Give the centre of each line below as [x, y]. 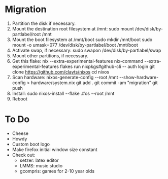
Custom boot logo [31, 144]
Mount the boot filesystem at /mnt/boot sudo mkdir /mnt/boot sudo [82, 40]
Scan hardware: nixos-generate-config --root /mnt [65, 77]
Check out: [24, 155]
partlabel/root [26, 34]
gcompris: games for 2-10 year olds [57, 171]
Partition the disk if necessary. [44, 23]
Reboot [20, 99]
